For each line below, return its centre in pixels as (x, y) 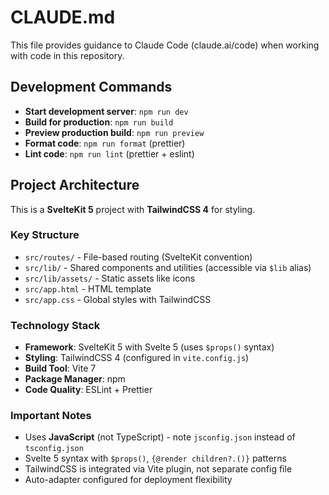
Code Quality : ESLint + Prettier (88, 390)
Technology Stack (55, 325)
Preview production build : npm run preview (114, 132)
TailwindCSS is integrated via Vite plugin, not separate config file (158, 469)
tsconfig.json (54, 449)
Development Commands (91, 87)
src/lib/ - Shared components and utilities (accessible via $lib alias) (168, 267)
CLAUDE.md (63, 17)
